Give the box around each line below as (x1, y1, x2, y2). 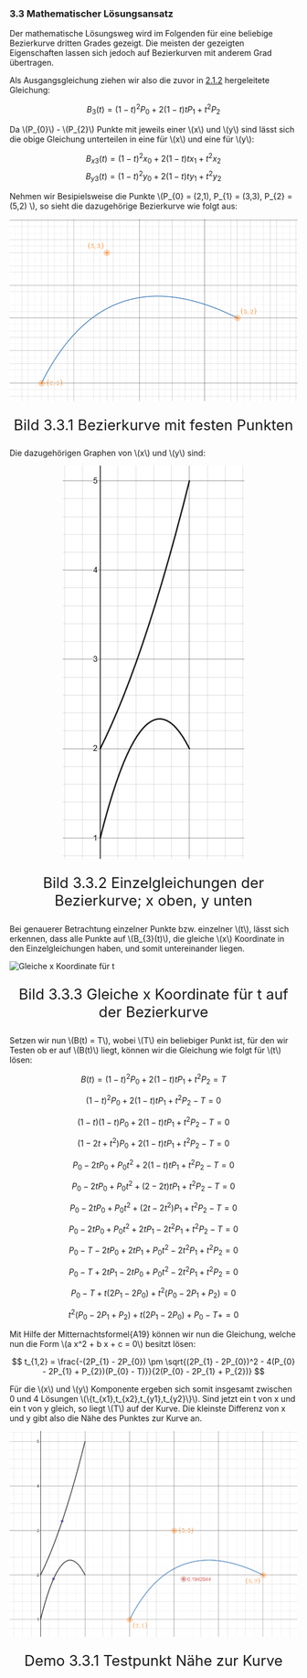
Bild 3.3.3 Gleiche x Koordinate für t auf (18, 985, 289, 1004)
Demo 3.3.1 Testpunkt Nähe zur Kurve (24, 1651, 283, 1670)
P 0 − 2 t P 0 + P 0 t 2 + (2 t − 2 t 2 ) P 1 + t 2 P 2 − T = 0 (69, 1201, 238, 1214)
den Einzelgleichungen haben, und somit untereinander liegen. (9, 943, 245, 954)
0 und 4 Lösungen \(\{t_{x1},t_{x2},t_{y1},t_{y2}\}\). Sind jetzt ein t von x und (9, 1394, 296, 1405)
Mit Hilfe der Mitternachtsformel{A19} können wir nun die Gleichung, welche (9, 1329, 296, 1340)
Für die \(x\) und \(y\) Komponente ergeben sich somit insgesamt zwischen (9, 1384, 292, 1395)
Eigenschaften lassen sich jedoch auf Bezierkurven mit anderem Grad (9, 48, 272, 59)
